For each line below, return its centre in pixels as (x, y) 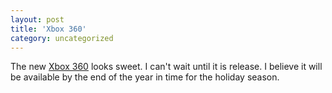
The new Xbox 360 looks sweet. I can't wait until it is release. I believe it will (166, 67)
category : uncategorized (62, 38)
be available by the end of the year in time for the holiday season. (145, 77)
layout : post (37, 19)
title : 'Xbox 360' (48, 29)
